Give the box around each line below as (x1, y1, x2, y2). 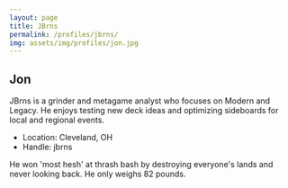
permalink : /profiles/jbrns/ (9, 30, 119, 39)
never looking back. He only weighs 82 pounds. (9, 168, 186, 180)
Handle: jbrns (22, 141, 73, 153)
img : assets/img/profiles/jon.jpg (9, 38, 139, 48)
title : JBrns (9, 22, 58, 31)
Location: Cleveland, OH (22, 132, 113, 143)
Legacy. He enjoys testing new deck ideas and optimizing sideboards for (9, 105, 279, 116)
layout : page (9, 13, 58, 22)
